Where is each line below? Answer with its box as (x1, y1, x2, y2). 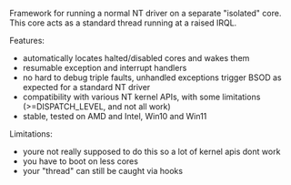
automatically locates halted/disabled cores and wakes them (22, 53, 250, 63)
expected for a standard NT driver (22, 82, 151, 92)
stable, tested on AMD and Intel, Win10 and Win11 (22, 111, 207, 121)
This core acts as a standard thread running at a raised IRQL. (9, 17, 237, 28)
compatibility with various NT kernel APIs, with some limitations (22, 91, 261, 102)
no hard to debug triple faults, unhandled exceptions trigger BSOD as (22, 72, 282, 83)
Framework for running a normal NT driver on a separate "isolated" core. (9, 8, 282, 18)
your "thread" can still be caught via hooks (22, 166, 184, 176)
